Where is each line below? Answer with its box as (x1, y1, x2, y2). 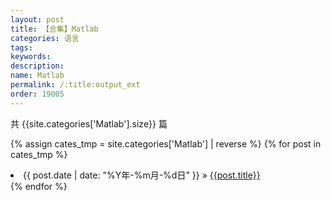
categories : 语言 (10, 33, 80, 43)
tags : (10, 42, 33, 53)
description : (10, 61, 65, 71)
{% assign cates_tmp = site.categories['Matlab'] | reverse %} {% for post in (10, 137, 322, 150)
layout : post (10, 14, 65, 25)
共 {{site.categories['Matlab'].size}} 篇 (10, 117, 168, 130)
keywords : (10, 52, 52, 62)
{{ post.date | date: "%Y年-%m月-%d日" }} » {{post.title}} (23, 169, 261, 181)
